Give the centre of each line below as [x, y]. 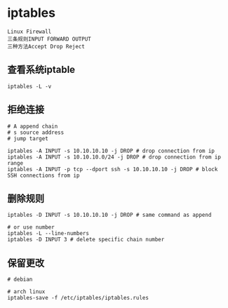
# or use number [31, 227]
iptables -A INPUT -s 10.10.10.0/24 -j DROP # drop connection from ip [114, 157]
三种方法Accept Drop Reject [46, 46]
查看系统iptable [41, 70]
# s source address [36, 132]
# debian [20, 280]
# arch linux [26, 292]
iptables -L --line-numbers [48, 234]
